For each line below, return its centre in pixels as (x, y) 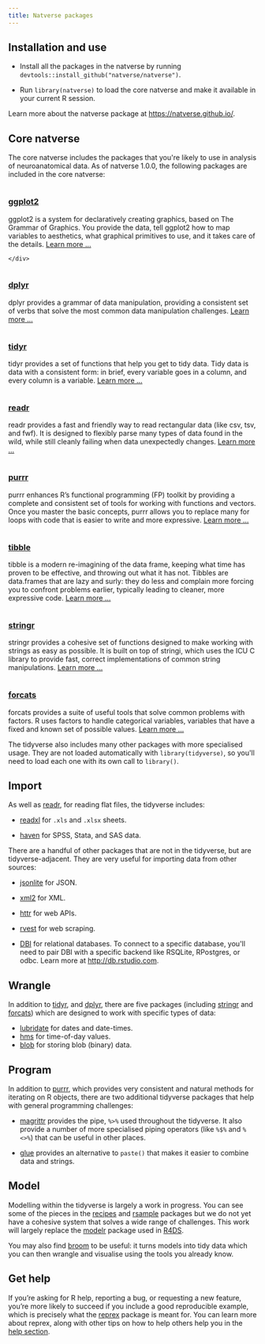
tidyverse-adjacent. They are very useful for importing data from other (123, 859)
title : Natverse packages (50, 15)
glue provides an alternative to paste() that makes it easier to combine (134, 1153)
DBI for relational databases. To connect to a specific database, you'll (132, 944)
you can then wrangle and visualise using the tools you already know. (121, 1254)
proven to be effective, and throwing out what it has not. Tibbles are (118, 573)
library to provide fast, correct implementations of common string (114, 659)
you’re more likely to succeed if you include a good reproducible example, (129, 1306)
